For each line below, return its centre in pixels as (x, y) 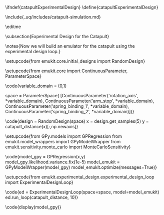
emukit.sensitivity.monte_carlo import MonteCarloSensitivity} (68, 147)
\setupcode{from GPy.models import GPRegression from (64, 136)
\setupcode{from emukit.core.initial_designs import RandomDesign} (75, 61)
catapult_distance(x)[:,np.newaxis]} (42, 127)
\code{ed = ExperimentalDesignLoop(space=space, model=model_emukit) (82, 192)
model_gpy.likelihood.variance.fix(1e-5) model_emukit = (62, 162)
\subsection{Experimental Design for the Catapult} (57, 36)
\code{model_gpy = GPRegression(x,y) (45, 157)
